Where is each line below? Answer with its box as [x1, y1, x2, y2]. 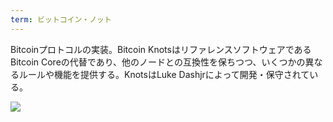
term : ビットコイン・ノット [10, 14, 112, 25]
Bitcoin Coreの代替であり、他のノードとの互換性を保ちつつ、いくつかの [10, 56, 306, 68]
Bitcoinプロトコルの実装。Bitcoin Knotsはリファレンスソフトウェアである [10, 43, 312, 55]
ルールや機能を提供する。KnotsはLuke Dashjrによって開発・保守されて [18, 68, 310, 80]
